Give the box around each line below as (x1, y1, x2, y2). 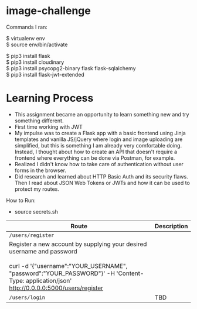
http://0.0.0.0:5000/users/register (9, 284, 104, 292)
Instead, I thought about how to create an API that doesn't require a (14, 148, 178, 155)
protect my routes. (14, 186, 60, 193)
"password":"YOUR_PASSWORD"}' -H (9, 269, 116, 277)
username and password (9, 247, 77, 255)
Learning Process (6, 92, 94, 105)
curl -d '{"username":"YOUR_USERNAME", (9, 262, 128, 270)
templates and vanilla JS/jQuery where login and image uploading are (14, 136, 183, 143)
